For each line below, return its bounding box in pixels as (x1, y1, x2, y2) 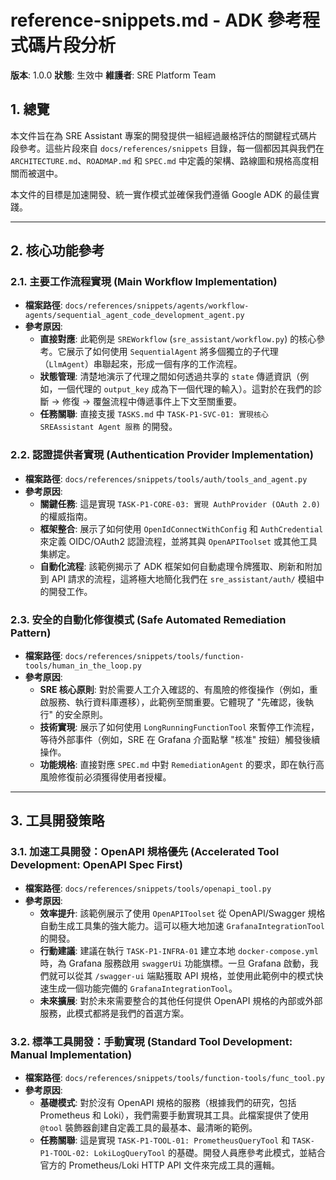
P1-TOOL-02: (39, 1149, 90, 1159)
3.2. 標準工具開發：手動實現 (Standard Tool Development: (10, 1034, 293, 1048)
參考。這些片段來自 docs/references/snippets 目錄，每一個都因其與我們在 (18, 142, 325, 154)
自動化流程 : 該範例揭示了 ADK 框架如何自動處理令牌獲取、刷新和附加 (39, 560, 323, 572)
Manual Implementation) (10, 1047, 133, 1061)
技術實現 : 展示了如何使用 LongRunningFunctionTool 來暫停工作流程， (39, 721, 320, 733)
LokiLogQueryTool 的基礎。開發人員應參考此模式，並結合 (93, 1147, 326, 1159)
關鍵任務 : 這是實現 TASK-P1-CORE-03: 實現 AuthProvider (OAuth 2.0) (39, 497, 321, 510)
